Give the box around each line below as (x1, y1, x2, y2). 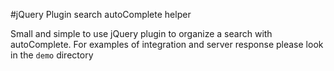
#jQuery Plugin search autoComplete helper (10, 9, 192, 20)
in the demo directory (10, 49, 94, 61)
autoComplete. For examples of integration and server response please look (10, 39, 324, 50)
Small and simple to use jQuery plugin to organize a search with (10, 28, 273, 39)
